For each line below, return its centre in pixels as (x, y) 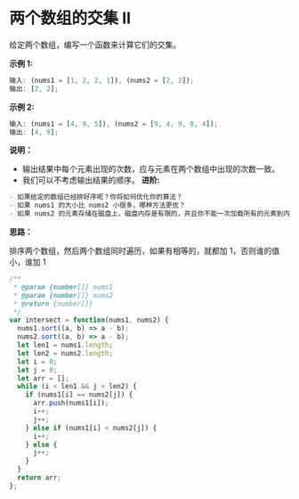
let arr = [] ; (43, 378)
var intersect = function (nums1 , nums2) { (89, 320)
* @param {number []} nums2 (63, 295)
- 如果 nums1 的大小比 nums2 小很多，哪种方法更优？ (97, 206)
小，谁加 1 (28, 262)
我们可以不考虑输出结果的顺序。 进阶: (91, 180)
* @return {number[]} (53, 304)
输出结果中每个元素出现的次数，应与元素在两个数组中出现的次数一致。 (151, 169)
